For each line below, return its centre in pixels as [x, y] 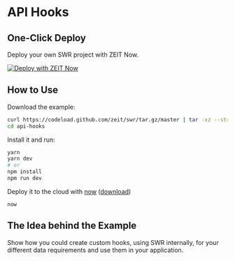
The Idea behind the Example [72, 226]
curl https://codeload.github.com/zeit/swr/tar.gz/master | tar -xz [109, 119]
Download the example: [41, 107]
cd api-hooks [26, 126]
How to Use [33, 90]
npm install [24, 172]
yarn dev [20, 159]
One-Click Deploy [47, 38]
